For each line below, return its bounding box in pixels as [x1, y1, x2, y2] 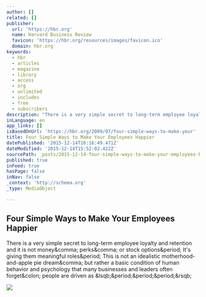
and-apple [6, 258, 32, 266]
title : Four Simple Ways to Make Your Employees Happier [6, 134, 155, 141]
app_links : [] [6, 123, 43, 129]
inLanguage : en [6, 117, 45, 123]
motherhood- [161, 252, 196, 260]
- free [12, 100, 29, 106]
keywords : [6, 49, 32, 55]
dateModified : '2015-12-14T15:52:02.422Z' [6, 145, 116, 152]
